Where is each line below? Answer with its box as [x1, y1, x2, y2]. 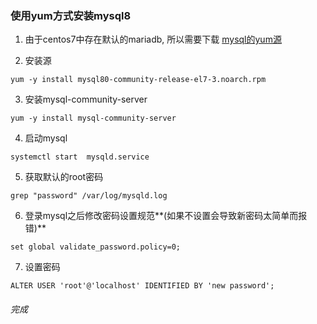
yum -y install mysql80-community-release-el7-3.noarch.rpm [10, 75, 267, 85]
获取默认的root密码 [24, 171, 104, 183]
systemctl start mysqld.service [10, 152, 150, 162]
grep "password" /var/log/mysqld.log [10, 191, 168, 201]
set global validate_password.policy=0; [10, 242, 182, 252]
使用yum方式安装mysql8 [10, 8, 132, 22]
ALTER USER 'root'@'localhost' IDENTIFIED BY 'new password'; [10, 281, 275, 291]
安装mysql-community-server [24, 93, 148, 106]
